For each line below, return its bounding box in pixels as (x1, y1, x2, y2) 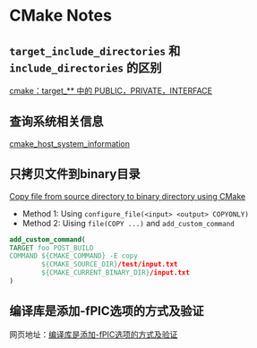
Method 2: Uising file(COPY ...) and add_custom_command (21, 217, 235, 228)
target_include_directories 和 (9, 43, 181, 58)
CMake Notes (9, 5, 112, 26)
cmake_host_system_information (9, 138, 130, 149)
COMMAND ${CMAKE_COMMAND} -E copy (9, 251, 139, 260)
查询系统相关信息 (9, 114, 104, 130)
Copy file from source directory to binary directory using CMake (9, 191, 246, 201)
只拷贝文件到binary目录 (9, 166, 141, 182)
